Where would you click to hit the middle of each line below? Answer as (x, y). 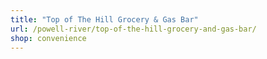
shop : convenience (48, 38)
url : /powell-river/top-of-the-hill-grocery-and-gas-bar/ (133, 29)
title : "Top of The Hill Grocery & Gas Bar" (104, 19)
